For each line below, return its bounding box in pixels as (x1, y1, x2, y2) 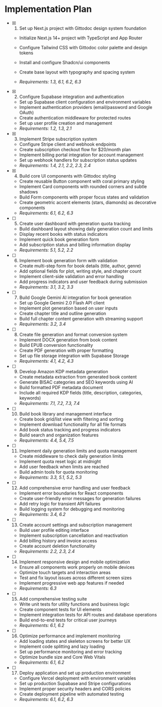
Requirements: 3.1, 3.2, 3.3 (19, 284, 74, 290)
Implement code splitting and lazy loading (19, 643, 105, 649)
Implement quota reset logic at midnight (19, 458, 101, 464)
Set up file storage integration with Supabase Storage (19, 352, 129, 359)
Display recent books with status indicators (19, 231, 108, 237)
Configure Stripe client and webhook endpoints (19, 141, 116, 147)
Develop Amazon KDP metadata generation (19, 368, 108, 374)
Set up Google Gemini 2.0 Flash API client (19, 300, 105, 305)
